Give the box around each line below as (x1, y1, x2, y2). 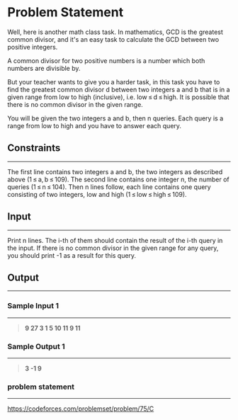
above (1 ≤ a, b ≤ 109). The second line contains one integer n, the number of (7, 175, 230, 183)
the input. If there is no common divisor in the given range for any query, (7, 244, 219, 252)
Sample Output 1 (7, 341, 65, 351)
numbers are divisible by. (7, 64, 81, 72)
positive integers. (7, 42, 58, 51)
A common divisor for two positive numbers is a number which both (7, 56, 205, 64)
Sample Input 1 (7, 301, 59, 311)
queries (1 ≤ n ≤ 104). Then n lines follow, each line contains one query (7, 182, 211, 191)
